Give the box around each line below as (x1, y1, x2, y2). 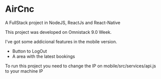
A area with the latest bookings (12, 53, 75, 59)
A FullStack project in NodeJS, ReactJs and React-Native (5, 20, 121, 26)
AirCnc (5, 3, 34, 15)
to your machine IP (5, 68, 43, 74)
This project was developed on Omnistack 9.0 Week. (5, 29, 112, 35)
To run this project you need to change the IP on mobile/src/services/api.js (5, 63, 156, 69)
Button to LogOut (12, 48, 48, 54)
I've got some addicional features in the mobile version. (5, 38, 117, 45)
